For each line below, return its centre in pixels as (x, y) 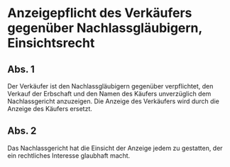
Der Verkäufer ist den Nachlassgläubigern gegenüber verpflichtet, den (110, 86)
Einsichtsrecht (51, 43)
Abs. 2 (22, 131)
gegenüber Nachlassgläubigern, (105, 28)
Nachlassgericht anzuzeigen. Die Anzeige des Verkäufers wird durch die (114, 101)
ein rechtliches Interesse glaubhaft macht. (69, 155)
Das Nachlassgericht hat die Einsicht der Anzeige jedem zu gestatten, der (115, 148)
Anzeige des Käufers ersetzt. (50, 109)
